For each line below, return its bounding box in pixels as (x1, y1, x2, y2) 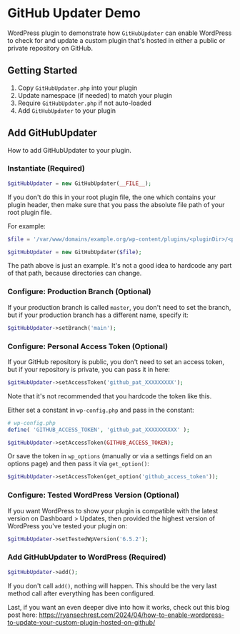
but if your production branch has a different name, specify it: (7, 311, 189, 319)
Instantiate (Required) (7, 163, 86, 173)
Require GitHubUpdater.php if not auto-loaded (17, 99, 151, 107)
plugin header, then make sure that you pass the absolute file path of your (7, 200, 225, 208)
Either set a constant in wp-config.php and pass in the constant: (7, 406, 194, 414)
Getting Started (7, 64, 78, 76)
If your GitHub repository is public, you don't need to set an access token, (7, 357, 225, 366)
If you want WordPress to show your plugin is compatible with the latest (7, 506, 219, 515)
